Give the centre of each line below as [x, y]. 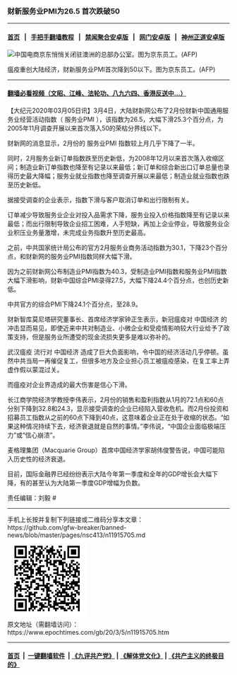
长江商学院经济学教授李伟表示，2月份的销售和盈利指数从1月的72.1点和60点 [116, 399]
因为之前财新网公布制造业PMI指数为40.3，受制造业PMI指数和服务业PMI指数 [117, 271]
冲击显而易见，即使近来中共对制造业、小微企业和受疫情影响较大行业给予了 [115, 328]
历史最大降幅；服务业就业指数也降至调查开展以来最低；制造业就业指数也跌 [121, 175]
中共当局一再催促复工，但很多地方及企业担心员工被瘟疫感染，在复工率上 [118, 360]
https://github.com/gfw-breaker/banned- [67, 527]
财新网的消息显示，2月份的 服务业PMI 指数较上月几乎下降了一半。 [103, 143]
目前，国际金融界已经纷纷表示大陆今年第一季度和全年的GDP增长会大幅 [110, 474]
